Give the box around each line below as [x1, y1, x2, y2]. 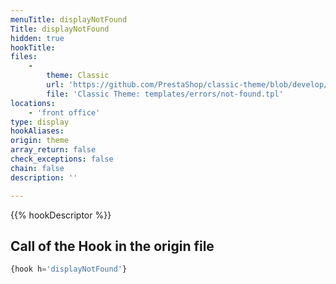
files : [10, 52, 38, 62]
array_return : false [10, 145, 97, 155]
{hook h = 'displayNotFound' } [10, 264, 128, 275]
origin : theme [10, 136, 70, 146]
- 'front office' [28, 107, 101, 118]
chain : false [10, 163, 65, 173]
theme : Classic [46, 71, 110, 81]
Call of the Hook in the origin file [10, 237, 215, 255]
